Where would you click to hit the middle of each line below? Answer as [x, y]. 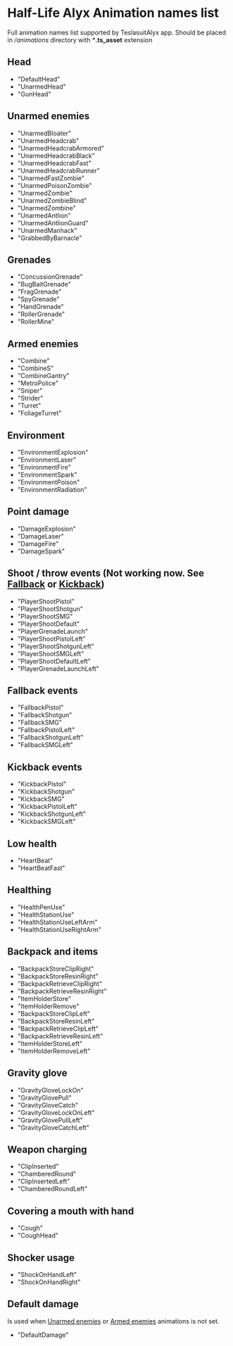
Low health [32, 844]
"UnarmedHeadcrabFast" [54, 163]
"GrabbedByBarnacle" [50, 238]
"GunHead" [34, 94]
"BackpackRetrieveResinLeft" [60, 1036]
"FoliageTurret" [39, 413]
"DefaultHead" [39, 79]
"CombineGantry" [43, 376]
